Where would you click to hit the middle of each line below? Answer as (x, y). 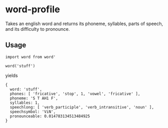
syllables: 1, (25, 103)
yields (11, 75)
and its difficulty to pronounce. (38, 29)
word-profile (33, 9)
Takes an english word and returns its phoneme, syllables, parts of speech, (84, 24)
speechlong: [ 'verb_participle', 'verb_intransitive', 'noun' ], (82, 107)
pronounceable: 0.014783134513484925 (50, 116)
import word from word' (31, 57)
